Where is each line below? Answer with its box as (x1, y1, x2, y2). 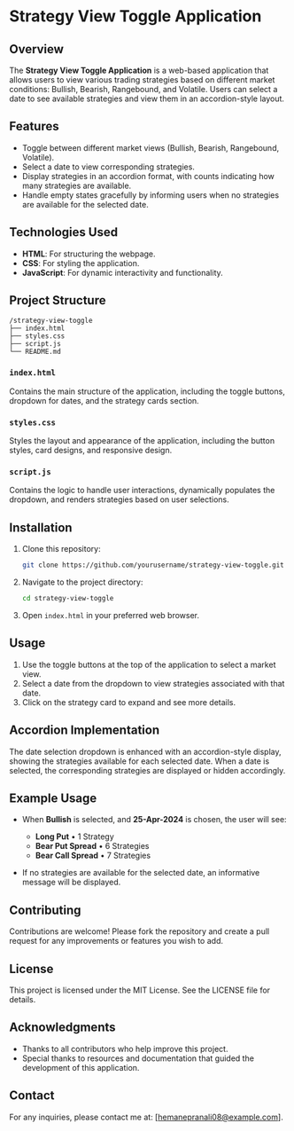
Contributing (9, 902, 81, 917)
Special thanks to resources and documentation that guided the (21, 1053, 255, 1064)
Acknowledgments (9, 1020, 117, 1035)
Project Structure (9, 293, 106, 308)
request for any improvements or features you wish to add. (9, 936, 224, 946)
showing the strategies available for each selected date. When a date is (9, 756, 270, 766)
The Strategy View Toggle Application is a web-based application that (9, 65, 269, 75)
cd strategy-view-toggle (21, 594, 114, 603)
